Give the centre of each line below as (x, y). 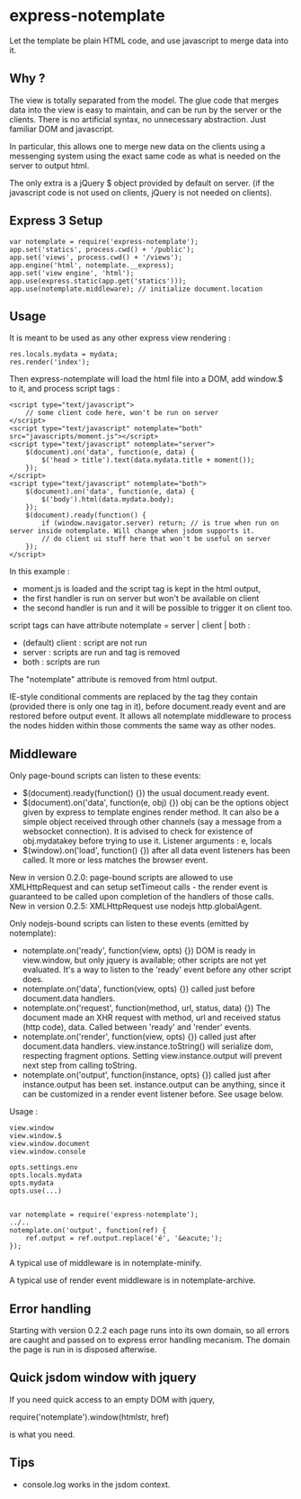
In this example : (40, 572)
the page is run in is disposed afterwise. (83, 1350)
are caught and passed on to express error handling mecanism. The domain (150, 1340)
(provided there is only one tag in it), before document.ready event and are (147, 707)
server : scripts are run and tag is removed (101, 653)
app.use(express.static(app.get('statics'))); (98, 281)
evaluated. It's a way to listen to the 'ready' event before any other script (157, 970)
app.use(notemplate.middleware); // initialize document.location (136, 289)
